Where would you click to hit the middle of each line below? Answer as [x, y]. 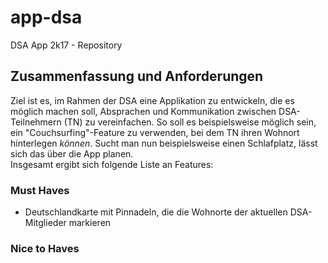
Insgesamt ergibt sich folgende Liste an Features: [112, 164]
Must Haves [40, 190]
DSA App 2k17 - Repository [66, 45]
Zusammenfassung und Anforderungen [137, 76]
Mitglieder [45, 223]
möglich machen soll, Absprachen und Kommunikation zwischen [143, 111]
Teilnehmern [36, 122]
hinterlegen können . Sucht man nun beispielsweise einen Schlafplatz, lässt [164, 143]
